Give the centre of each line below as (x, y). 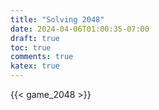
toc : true (31, 47)
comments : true (42, 57)
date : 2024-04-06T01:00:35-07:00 (80, 29)
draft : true (35, 38)
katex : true (35, 66)
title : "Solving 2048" (57, 19)
